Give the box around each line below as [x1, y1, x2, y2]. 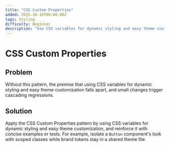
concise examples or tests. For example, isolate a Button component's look [5, 131, 161, 137]
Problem [5, 68, 33, 76]
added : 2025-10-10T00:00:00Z [5, 12, 67, 17]
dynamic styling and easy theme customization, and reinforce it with [5, 125, 148, 131]
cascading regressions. [5, 92, 54, 99]
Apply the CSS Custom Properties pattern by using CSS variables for [5, 120, 148, 126]
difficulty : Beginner [5, 21, 51, 27]
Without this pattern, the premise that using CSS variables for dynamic [5, 81, 152, 87]
